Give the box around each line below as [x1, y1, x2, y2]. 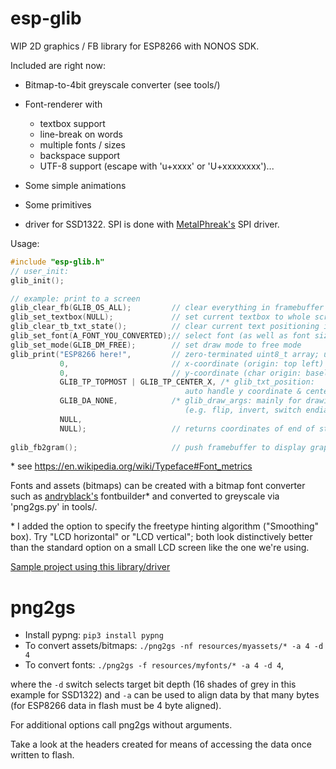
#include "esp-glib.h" [10, 257, 105, 267]
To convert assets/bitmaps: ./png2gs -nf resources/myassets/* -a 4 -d [24, 640, 324, 652]
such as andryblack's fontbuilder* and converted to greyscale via [10, 490, 280, 502]
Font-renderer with [24, 98, 103, 110]
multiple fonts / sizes [39, 138, 126, 151]
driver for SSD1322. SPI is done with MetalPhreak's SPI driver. [24, 218, 280, 230]
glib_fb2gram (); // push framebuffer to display [10, 442, 307, 452]
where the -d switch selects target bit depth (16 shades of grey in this [10, 678, 297, 691]
